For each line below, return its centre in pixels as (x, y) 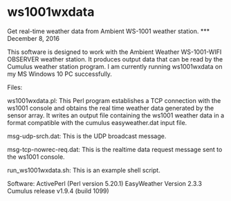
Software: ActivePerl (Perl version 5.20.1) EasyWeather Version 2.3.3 (105, 183)
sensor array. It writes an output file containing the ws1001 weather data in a (116, 115)
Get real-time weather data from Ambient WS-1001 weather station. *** (108, 31)
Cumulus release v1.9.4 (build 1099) (58, 191)
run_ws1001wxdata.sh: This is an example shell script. (84, 170)
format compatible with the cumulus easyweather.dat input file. (97, 122)
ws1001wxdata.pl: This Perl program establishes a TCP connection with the (114, 100)
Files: (15, 87)
